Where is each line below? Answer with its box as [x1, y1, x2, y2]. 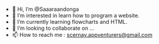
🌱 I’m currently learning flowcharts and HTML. [12, 18, 127, 25]
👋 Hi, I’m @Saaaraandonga [12, 6, 79, 12]
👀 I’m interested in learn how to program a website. [12, 12, 140, 19]
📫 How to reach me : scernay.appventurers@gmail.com [12, 32, 153, 38]
